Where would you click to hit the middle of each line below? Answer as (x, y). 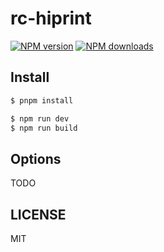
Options (36, 158)
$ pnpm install (42, 100)
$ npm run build (44, 128)
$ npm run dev (40, 118)
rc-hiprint (51, 18)
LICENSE (38, 214)
